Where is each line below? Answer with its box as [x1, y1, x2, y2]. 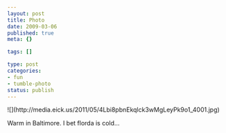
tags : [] [7, 48, 33, 55]
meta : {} [7, 36, 33, 43]
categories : [7, 67, 42, 74]
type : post [7, 61, 39, 68]
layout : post [7, 10, 45, 17]
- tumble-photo [7, 80, 51, 87]
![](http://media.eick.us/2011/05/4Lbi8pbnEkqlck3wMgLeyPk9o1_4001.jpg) [7, 105, 220, 114]
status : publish [7, 87, 54, 94]
